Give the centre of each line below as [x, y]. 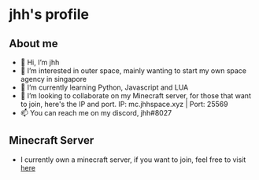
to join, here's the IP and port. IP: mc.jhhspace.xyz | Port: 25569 [124, 104]
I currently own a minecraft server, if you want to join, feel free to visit [133, 160]
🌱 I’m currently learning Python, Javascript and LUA [104, 87]
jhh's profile [49, 15]
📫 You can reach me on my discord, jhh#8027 [96, 113]
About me [33, 44]
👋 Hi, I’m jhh [40, 62]
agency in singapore [54, 79]
